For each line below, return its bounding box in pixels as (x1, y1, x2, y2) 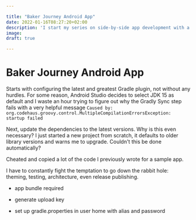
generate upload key (14, 196, 64, 203)
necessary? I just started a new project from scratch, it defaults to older (6, 132, 178, 139)
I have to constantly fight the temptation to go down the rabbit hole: (6, 167, 169, 174)
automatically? (6, 144, 41, 151)
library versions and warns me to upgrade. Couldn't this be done (6, 138, 162, 145)
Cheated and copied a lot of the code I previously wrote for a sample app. (6, 156, 184, 163)
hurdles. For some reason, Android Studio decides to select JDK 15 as (6, 92, 174, 99)
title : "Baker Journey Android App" (6, 13, 95, 19)
